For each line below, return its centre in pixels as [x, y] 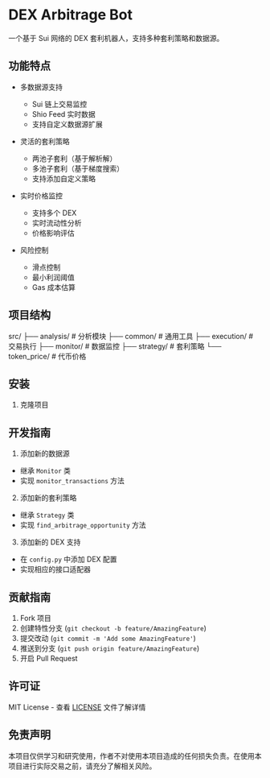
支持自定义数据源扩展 [67, 124]
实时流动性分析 [57, 222]
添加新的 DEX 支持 [50, 542]
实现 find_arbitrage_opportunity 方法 [83, 525]
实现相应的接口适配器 [55, 569]
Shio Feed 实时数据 [64, 114]
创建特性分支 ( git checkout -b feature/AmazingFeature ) [113, 628]
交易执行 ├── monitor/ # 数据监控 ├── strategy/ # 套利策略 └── [115, 346]
